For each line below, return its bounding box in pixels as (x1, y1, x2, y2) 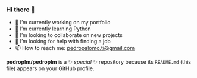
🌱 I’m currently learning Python (14, 25, 91, 32)
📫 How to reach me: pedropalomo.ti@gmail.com (14, 45, 135, 52)
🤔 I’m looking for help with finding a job (14, 38, 111, 45)
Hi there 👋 (6, 5, 36, 14)
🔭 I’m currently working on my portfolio (14, 19, 111, 26)
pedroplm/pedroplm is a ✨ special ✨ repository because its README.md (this (6, 58, 192, 65)
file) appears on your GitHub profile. (6, 65, 95, 72)
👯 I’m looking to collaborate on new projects (14, 32, 123, 39)
